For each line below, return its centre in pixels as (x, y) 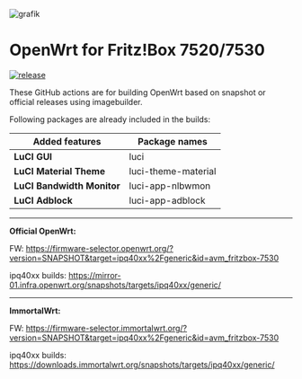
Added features (67, 141)
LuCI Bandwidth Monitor (67, 186)
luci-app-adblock (167, 200)
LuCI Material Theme (60, 171)
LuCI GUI (33, 156)
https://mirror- (95, 275)
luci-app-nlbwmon (170, 186)
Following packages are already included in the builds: (110, 119)
